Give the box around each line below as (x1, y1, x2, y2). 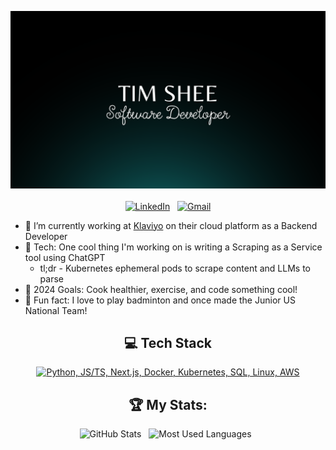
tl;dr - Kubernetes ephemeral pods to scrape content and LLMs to (39, 262, 311, 274)
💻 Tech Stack (123, 334, 213, 351)
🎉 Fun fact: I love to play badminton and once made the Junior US (24, 294, 296, 306)
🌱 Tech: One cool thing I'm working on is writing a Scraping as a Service (24, 241, 323, 253)
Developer (24, 230, 68, 242)
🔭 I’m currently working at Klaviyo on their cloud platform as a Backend (24, 219, 318, 231)
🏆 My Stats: (128, 396, 208, 413)
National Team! (24, 304, 88, 316)
